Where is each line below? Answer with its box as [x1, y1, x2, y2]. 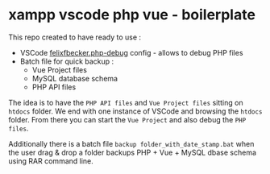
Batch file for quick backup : [19, 56, 114, 66]
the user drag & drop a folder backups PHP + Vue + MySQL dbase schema [8, 147, 256, 157]
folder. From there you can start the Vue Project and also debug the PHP [8, 114, 247, 124]
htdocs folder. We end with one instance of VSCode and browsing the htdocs [8, 106, 263, 116]
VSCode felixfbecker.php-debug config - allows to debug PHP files [19, 48, 243, 57]
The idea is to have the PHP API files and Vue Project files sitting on [8, 97, 243, 107]
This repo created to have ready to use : [8, 32, 142, 42]
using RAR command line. [8, 155, 94, 166]
